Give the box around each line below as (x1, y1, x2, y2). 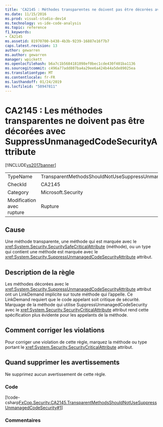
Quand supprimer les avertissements (5, 358, 120, 367)
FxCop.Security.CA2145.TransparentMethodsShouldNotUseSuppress (18, 399, 157, 405)
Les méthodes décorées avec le (5, 281, 69, 287)
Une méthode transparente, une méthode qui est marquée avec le (5, 239, 137, 245)
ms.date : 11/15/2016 (5, 12, 47, 17)
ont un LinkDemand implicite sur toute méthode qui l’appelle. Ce (5, 291, 133, 297)
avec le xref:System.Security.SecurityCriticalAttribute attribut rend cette (5, 307, 149, 313)
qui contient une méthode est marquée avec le (5, 249, 98, 255)
